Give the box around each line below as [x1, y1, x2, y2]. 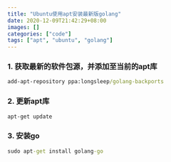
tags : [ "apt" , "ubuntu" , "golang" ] [7, 37, 113, 44]
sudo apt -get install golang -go [7, 147, 103, 155]
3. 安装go [7, 131, 41, 141]
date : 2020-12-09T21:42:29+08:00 [7, 17, 107, 24]
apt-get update [7, 113, 53, 120]
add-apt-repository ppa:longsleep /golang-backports [7, 78, 164, 85]
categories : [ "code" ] [7, 30, 72, 38]
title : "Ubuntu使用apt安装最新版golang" [7, 10, 122, 18]
